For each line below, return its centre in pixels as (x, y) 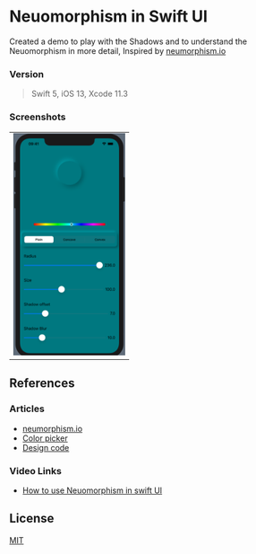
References (42, 383)
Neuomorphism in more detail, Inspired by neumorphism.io (118, 50)
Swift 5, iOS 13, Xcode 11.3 (79, 94)
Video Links (36, 470)
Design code (46, 447)
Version (27, 74)
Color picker (45, 438)
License (32, 519)
